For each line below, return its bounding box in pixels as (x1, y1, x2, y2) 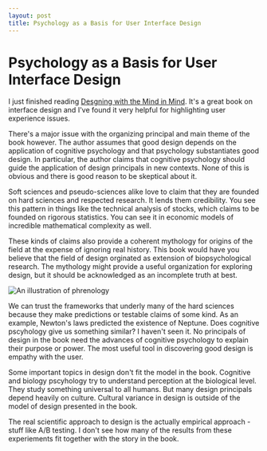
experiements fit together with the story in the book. (8, 434, 179, 444)
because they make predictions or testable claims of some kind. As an (8, 310, 239, 319)
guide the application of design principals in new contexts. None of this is (8, 163, 249, 172)
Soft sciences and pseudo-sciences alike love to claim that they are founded (8, 187, 260, 196)
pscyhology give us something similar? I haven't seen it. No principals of (8, 326, 246, 336)
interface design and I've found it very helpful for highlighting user (8, 105, 226, 115)
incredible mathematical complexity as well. (8, 221, 151, 231)
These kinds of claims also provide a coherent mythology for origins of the (8, 236, 253, 246)
